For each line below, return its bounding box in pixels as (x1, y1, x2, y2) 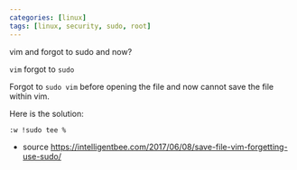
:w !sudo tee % (9, 125, 67, 135)
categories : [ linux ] (9, 13, 88, 22)
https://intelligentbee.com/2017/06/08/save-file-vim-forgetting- (51, 141, 288, 152)
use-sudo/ (22, 150, 61, 162)
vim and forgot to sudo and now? (9, 46, 133, 57)
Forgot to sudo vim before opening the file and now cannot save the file (9, 81, 274, 92)
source (22, 141, 50, 152)
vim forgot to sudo (9, 64, 75, 75)
